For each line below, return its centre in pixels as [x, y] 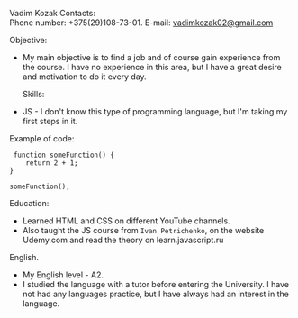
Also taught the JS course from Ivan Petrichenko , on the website [143, 230]
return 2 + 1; [52, 163]
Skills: [33, 94]
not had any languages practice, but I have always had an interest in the [156, 294]
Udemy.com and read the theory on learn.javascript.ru [123, 240]
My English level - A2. [63, 275]
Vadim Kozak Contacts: [53, 13]
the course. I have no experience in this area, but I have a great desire [152, 67]
